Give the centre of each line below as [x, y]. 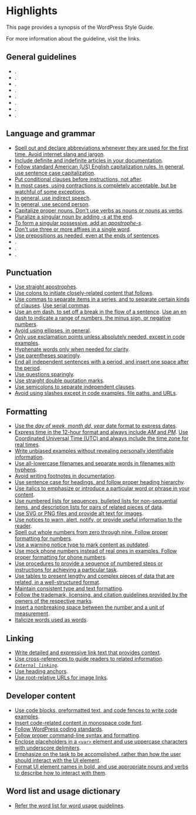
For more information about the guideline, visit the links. [73, 38]
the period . [28, 368]
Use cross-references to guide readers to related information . [89, 659]
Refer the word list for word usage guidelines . [70, 806]
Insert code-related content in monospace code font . [79, 723]
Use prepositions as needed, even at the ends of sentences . [87, 235]
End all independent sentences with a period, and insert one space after [102, 362]
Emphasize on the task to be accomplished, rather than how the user [98, 754]
